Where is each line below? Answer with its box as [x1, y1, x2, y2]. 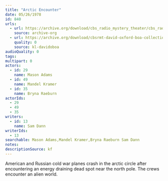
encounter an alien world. [5, 171, 58, 177]
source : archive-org [14, 30, 57, 35]
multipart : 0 [5, 58, 32, 63]
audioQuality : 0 [5, 49, 39, 54]
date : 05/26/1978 [5, 12, 41, 17]
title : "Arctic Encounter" [5, 7, 61, 12]
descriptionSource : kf [5, 147, 52, 152]
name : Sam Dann [14, 123, 46, 128]
